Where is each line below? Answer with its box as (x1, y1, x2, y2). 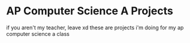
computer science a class (6, 30, 70, 37)
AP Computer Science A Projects (6, 4, 174, 18)
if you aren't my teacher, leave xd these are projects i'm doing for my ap (6, 24, 184, 31)
